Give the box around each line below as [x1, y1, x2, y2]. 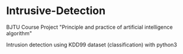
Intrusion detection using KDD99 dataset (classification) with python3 [6, 41, 178, 48]
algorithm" [6, 29, 32, 36]
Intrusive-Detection [6, 4, 106, 18]
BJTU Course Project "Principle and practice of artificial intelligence [6, 23, 173, 31]
